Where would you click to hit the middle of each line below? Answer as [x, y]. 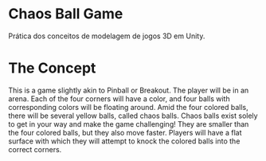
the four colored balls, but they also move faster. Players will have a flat [125, 132]
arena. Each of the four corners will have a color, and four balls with [119, 98]
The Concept [52, 68]
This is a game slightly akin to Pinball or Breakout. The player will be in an [129, 90]
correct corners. [35, 149]
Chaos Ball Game [66, 14]
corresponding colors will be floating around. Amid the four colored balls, [128, 107]
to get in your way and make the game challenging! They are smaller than [129, 124]
